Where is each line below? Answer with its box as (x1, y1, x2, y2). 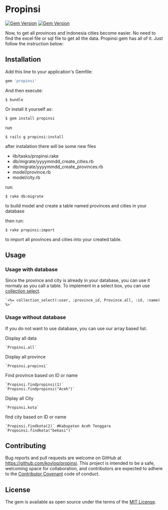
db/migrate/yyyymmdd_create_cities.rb (12, 158, 94, 164)
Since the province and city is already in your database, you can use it (5, 277, 150, 283)
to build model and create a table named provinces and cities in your (5, 202, 147, 208)
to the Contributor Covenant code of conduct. (5, 471, 100, 477)
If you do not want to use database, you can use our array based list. (5, 325, 147, 331)
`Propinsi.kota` (5, 405, 39, 410)
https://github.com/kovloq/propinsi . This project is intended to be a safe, (5, 460, 155, 466)
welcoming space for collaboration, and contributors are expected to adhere (5, 466, 163, 472)
